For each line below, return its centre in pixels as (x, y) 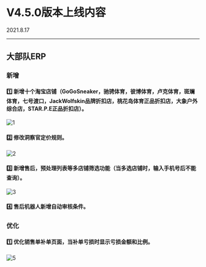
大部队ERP (26, 57)
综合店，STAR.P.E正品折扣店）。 (47, 109)
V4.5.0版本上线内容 (56, 13)
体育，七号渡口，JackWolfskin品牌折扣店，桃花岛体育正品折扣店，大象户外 (102, 101)
